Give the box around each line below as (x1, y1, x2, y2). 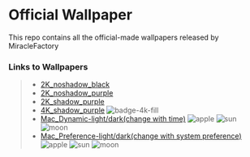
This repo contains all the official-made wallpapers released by (8, 32, 219, 42)
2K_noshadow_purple (40, 88, 114, 98)
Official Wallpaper (8, 6, 132, 24)
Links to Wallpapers (8, 61, 88, 72)
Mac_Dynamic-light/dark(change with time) (40, 114, 187, 124)
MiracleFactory (8, 40, 59, 50)
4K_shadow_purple (40, 105, 106, 115)
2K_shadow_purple (40, 97, 105, 107)
